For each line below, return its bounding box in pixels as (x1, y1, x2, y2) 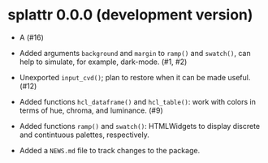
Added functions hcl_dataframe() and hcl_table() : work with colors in (19, 97, 257, 106)
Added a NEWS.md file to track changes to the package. (19, 145, 201, 155)
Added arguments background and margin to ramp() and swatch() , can (19, 48, 251, 58)
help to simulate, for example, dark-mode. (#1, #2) (19, 57, 188, 66)
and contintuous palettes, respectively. (19, 130, 149, 139)
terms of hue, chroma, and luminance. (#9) (19, 105, 163, 115)
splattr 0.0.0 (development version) (7, 6, 253, 24)
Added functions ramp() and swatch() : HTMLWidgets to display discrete (19, 121, 261, 131)
